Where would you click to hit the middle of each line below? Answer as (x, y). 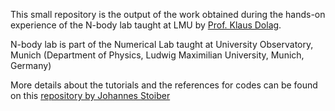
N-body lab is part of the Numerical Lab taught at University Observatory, (162, 44)
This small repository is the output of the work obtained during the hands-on (168, 14)
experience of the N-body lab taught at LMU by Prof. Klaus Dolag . (146, 25)
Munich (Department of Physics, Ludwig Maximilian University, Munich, (157, 55)
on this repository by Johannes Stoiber (90, 95)
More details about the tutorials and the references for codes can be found (164, 85)
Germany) (31, 65)
